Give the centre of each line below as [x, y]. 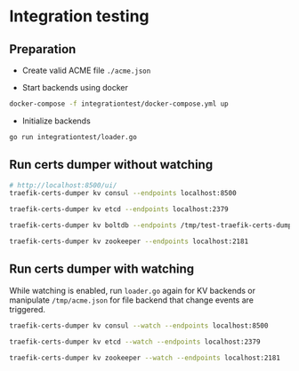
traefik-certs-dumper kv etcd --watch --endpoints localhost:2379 [135, 342]
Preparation [43, 49]
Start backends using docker [75, 87]
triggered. [28, 309]
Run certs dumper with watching [102, 269]
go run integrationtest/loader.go [73, 137]
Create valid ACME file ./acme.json [86, 70]
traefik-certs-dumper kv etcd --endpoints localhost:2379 [119, 209]
